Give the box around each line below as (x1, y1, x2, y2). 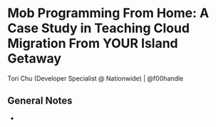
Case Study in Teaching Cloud (7, 20, 190, 36)
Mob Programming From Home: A (7, 5, 210, 21)
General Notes (7, 95, 73, 107)
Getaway (7, 51, 62, 67)
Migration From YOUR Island (7, 36, 178, 51)
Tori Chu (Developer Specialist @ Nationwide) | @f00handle (7, 73, 184, 83)
